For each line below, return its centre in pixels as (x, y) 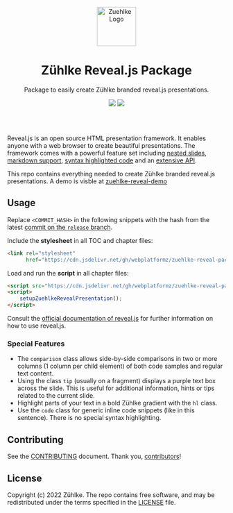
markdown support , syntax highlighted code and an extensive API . (102, 160)
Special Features (36, 344)
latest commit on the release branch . (60, 227)
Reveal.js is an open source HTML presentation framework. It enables (107, 138)
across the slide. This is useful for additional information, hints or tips (116, 388)
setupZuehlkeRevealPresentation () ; (71, 298)
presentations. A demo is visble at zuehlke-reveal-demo (87, 181)
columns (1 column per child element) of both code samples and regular (120, 366)
